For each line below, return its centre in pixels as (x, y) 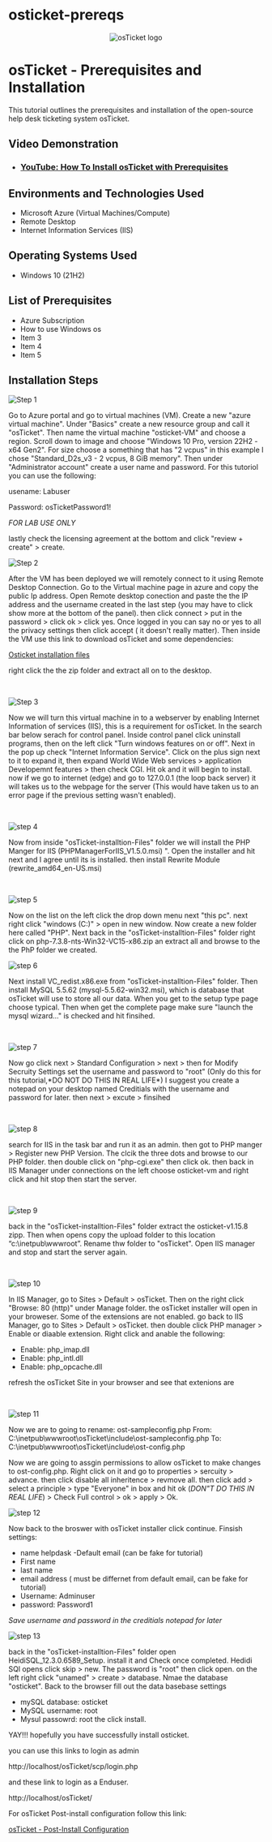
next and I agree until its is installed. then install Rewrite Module (114, 860)
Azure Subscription (52, 320)
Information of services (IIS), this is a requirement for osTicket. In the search (135, 726)
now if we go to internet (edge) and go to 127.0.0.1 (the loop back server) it (132, 778)
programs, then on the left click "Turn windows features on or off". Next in (132, 743)
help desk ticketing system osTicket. (69, 118)
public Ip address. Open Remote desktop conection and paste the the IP (128, 596)
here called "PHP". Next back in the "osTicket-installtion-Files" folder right (132, 933)
